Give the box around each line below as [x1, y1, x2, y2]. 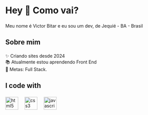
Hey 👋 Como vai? [5, 5, 79, 16]
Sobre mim [5, 38, 41, 47]
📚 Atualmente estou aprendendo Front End [5, 59, 97, 65]
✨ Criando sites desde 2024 [5, 53, 65, 59]
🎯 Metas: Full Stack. [5, 66, 47, 73]
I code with [5, 81, 41, 90]
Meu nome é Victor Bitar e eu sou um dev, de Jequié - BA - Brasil [5, 23, 143, 29]
